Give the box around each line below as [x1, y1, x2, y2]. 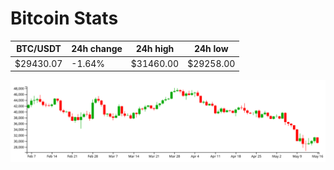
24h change [71, 43, 123, 55]
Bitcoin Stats [10, 7, 119, 30]
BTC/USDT [16, 43, 62, 55]
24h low [193, 43, 229, 55]
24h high [135, 43, 175, 55]
